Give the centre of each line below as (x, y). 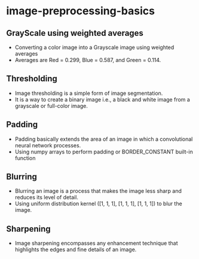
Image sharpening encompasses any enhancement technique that (96, 243)
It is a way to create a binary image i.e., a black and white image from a (102, 99)
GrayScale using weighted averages (75, 33)
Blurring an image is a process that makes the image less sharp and (98, 191)
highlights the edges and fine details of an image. (76, 249)
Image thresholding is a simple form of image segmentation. (89, 93)
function (25, 158)
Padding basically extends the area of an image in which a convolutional (104, 139)
